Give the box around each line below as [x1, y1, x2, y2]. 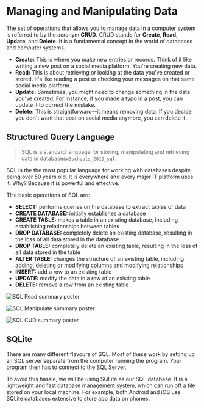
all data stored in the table [15, 249, 81, 256]
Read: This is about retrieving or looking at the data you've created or [15, 68, 190, 76]
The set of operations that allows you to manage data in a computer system [6, 24, 196, 32]
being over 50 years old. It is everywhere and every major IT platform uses [6, 173, 194, 180]
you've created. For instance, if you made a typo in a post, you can [15, 95, 183, 102]
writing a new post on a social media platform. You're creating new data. [15, 62, 197, 70]
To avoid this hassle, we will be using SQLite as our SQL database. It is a [6, 375, 188, 382]
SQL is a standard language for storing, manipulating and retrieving [21, 148, 190, 155]
